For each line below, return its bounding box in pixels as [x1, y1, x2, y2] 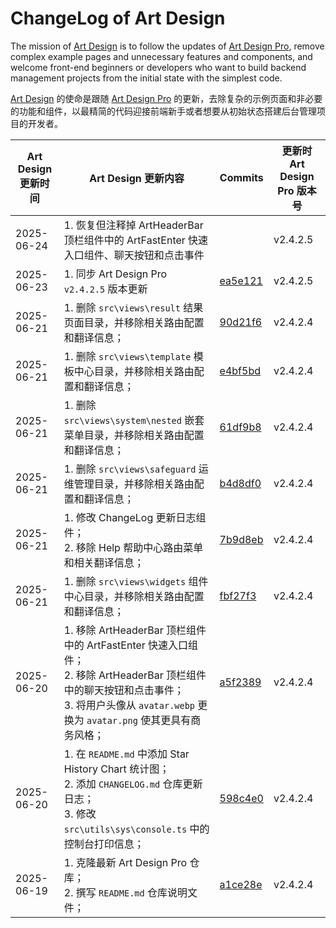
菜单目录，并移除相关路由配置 [63, 428, 205, 442]
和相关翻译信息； [63, 555, 145, 569]
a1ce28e [219, 877, 263, 891]
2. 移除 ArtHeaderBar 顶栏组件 [63, 668, 207, 682]
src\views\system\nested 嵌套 [63, 413, 205, 427]
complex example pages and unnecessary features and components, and [10, 50, 313, 62]
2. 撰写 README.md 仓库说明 [63, 885, 188, 899]
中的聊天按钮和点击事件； [63, 683, 185, 697]
